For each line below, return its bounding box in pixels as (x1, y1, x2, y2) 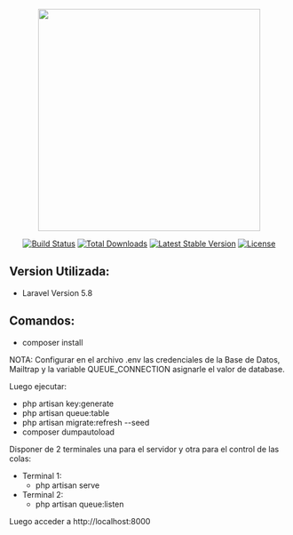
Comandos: (9, 314, 75, 329)
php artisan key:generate (21, 398, 115, 409)
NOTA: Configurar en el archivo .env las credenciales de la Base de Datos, (9, 354, 281, 364)
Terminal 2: (21, 489, 64, 499)
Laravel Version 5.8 (21, 287, 93, 298)
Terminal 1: (21, 470, 62, 481)
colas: (9, 453, 32, 464)
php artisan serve (35, 480, 100, 491)
